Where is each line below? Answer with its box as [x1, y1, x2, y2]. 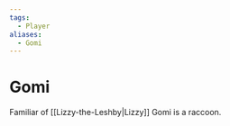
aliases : [9, 30, 42, 39]
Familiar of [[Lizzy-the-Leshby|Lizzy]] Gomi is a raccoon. [9, 107, 222, 118]
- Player [17, 22, 51, 31]
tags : [9, 13, 30, 22]
